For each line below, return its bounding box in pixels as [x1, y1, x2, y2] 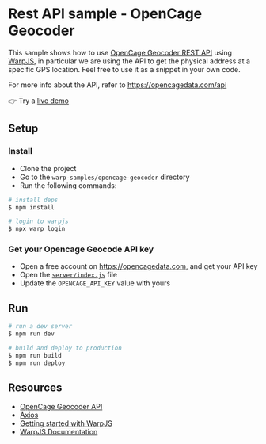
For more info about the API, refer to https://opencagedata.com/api [8, 80, 227, 90]
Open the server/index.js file [19, 270, 117, 280]
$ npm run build [8, 351, 62, 359]
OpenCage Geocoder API [19, 402, 103, 411]
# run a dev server [8, 323, 73, 331]
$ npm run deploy [8, 358, 66, 367]
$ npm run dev [8, 330, 55, 338]
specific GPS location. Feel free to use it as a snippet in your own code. [8, 64, 241, 74]
